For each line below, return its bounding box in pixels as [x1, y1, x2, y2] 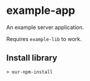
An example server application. [6, 24, 85, 31]
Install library [6, 53, 58, 63]
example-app [6, 4, 75, 18]
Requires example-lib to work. [6, 35, 82, 42]
